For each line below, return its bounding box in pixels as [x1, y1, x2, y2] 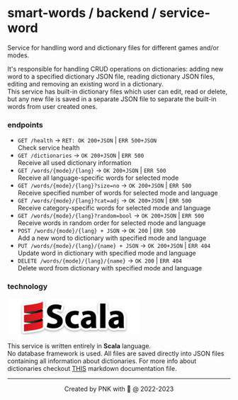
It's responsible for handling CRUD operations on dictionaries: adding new [7, 64, 224, 73]
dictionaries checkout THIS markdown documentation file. [7, 364, 177, 372]
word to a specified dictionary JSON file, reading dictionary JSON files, [7, 72, 215, 81]
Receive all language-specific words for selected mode [17, 173, 179, 182]
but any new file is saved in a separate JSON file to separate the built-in [7, 94, 217, 103]
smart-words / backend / [7, 5, 157, 21]
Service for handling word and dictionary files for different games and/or [7, 43, 220, 52]
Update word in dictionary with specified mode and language [17, 249, 196, 258]
